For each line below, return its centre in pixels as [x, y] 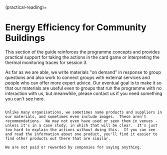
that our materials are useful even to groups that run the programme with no [83, 88]
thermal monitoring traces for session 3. [46, 62]
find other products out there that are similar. [58, 138]
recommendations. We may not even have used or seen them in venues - [81, 121]
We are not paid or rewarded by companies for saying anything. [73, 147]
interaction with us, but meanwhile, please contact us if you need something [84, 93]
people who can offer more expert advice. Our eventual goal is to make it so [83, 82]
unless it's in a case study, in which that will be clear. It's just [81, 125]
